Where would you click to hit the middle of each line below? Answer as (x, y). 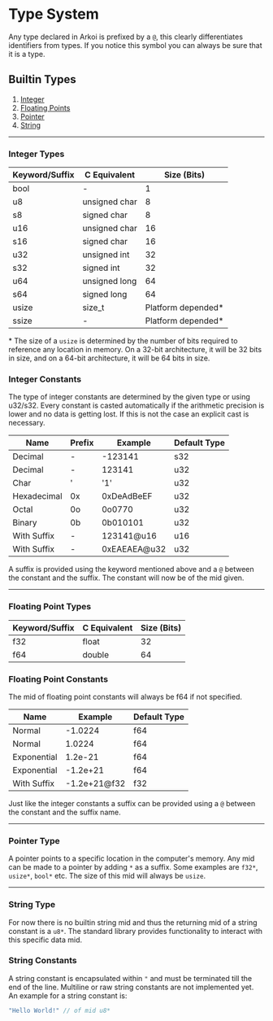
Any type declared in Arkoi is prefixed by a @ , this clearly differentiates (126, 37)
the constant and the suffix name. (65, 812)
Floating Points (45, 107)
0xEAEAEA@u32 (134, 549)
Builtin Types (42, 79)
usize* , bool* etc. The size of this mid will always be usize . (107, 876)
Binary (25, 523)
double (96, 654)
